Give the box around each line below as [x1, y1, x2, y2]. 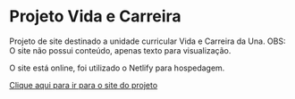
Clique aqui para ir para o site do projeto [9, 79, 158, 90]
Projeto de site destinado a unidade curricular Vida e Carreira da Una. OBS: [9, 36, 286, 46]
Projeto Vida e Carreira [9, 6, 181, 27]
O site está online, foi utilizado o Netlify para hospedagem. [9, 62, 225, 73]
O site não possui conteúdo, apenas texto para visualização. [9, 45, 232, 55]
